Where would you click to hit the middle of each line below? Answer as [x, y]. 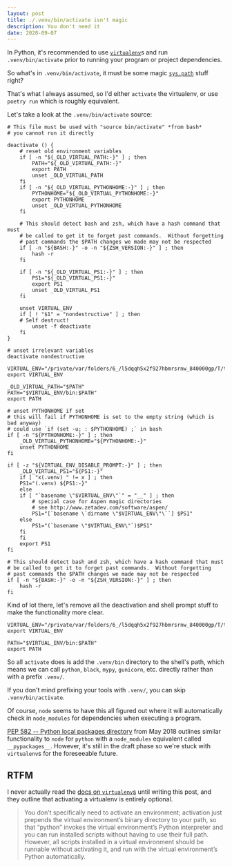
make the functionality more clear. [56, 612]
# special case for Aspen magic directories [97, 502]
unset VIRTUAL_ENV [46, 309]
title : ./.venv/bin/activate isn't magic [68, 20]
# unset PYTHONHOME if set [46, 411]
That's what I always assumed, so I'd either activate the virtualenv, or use [113, 94]
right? [16, 81]
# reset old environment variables [71, 152]
